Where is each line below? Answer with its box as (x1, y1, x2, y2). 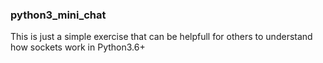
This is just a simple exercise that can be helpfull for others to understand (10, 31, 313, 43)
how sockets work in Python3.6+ (10, 41, 146, 53)
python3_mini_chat (10, 8, 107, 22)
